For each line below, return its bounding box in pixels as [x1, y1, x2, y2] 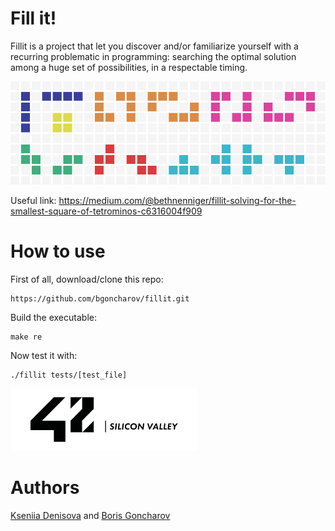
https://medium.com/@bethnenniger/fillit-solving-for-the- [58, 195, 297, 207]
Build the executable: [10, 312, 97, 324]
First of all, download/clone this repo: [10, 273, 164, 286]
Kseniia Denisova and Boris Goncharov [10, 510, 171, 522]
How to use [10, 240, 106, 263]
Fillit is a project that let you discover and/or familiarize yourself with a [10, 40, 299, 52]
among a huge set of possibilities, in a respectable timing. [10, 61, 248, 73]
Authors [10, 477, 80, 499]
